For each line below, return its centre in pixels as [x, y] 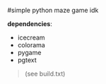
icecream [31, 37]
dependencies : [30, 24]
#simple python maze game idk [53, 10]
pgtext [27, 60]
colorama [31, 45]
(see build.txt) [45, 74]
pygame [29, 53]
